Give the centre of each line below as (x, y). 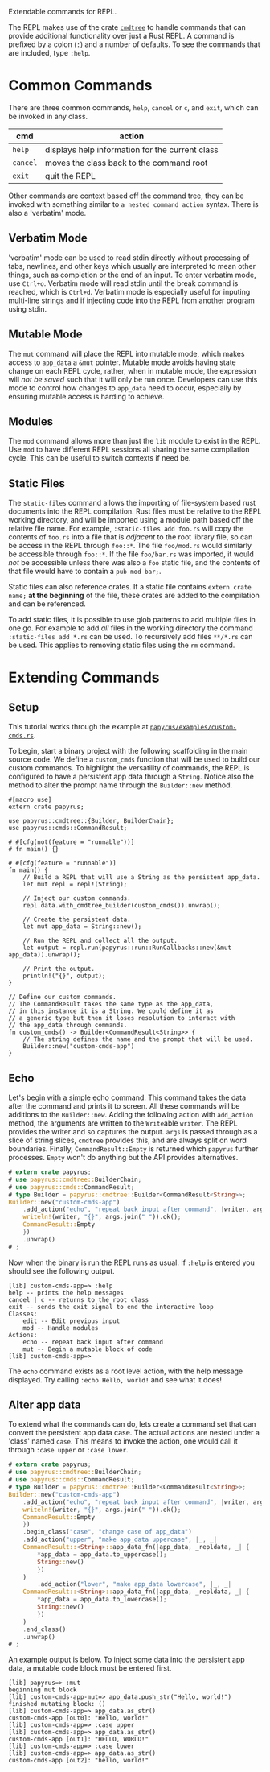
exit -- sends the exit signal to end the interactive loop (111, 1307)
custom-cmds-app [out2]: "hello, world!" (79, 1761)
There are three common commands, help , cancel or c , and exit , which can (133, 107)
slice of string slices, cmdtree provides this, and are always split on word (128, 1140)
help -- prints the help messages (66, 1293)
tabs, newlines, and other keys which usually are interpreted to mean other (132, 266)
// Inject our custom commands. (77, 898)
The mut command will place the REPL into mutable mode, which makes (127, 353)
